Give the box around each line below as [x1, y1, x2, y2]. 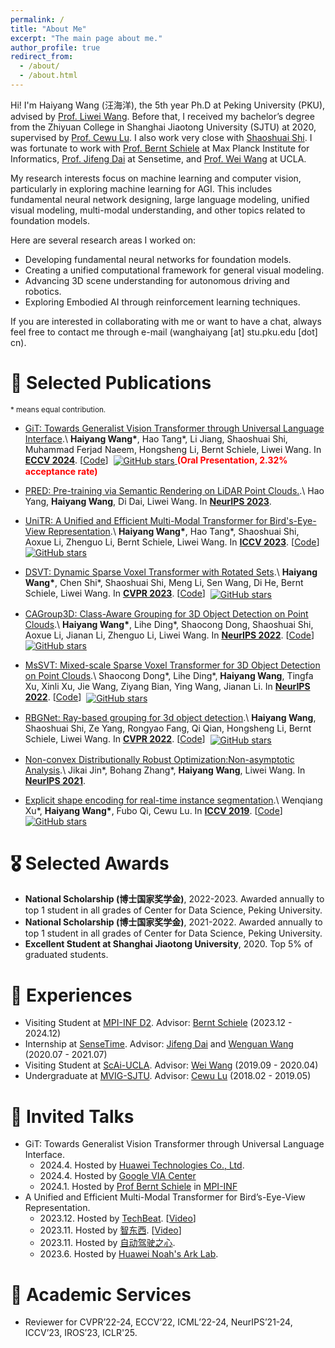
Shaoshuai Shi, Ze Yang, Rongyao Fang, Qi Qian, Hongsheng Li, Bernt [24, 722, 312, 734]
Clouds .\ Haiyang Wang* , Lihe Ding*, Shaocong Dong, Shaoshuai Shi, [24, 619, 314, 631]
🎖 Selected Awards [10, 852, 170, 875]
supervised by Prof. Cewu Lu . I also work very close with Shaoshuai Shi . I [10, 131, 313, 143]
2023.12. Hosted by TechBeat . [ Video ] [39, 1212, 197, 1225]
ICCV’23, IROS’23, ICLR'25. [24, 1327, 138, 1339]
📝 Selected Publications [10, 372, 212, 395]
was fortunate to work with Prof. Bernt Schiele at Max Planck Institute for [10, 142, 310, 154]
